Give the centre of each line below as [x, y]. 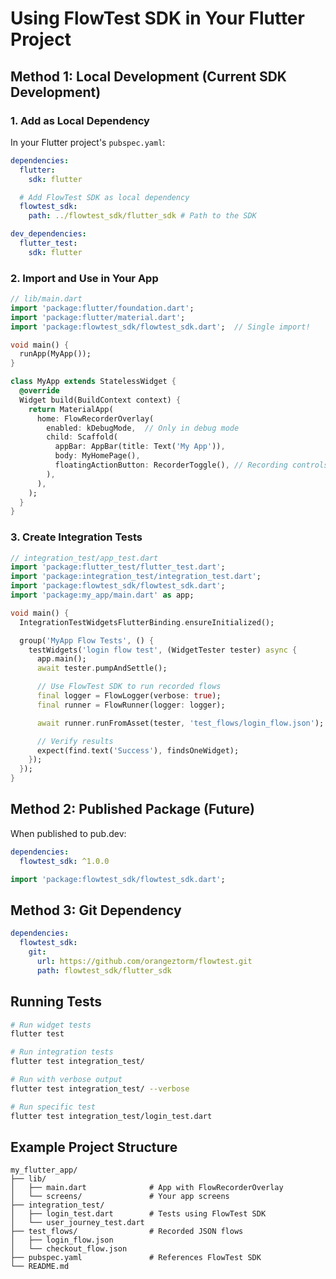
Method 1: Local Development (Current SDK [148, 76]
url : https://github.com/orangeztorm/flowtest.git [144, 961]
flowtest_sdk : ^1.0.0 [64, 861]
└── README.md [40, 1267]
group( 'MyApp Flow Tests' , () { [87, 640]
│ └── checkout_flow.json [69, 1249]
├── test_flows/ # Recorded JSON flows [127, 1232]
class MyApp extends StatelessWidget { [93, 382]
